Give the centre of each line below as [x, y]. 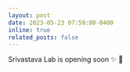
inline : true [29, 30]
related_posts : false [43, 37]
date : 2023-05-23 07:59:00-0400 [61, 23]
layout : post [29, 15]
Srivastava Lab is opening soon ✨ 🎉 [66, 59]
